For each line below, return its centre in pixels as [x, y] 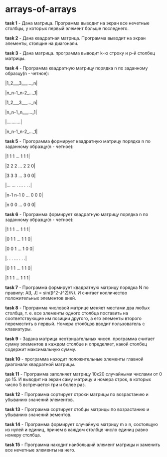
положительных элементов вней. [41, 298]
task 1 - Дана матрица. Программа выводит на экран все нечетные [77, 23]
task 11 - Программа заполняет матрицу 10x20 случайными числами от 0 [83, 374]
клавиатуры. [19, 329]
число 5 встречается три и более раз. [46, 384]
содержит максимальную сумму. [41, 349]
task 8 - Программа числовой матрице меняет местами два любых [78, 307]
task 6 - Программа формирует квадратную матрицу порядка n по [77, 214]
